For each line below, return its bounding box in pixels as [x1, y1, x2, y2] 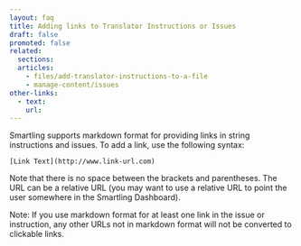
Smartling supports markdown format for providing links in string [9, 130, 250, 141]
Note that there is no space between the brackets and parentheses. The [9, 173, 277, 184]
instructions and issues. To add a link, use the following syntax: [9, 140, 245, 150]
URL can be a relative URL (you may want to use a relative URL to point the [9, 182, 287, 194]
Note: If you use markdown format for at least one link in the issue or [9, 209, 265, 221]
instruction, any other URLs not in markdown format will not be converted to [9, 219, 292, 230]
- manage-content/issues [25, 80, 119, 89]
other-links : [9, 88, 59, 97]
